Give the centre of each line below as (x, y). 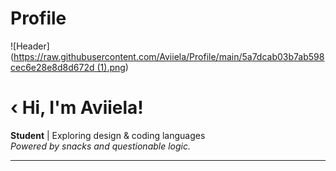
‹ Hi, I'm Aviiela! (77, 108)
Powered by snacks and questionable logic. (101, 146)
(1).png (111, 67)
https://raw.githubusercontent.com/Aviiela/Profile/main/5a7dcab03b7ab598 (169, 56)
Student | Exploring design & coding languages (108, 135)
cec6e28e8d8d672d (52, 67)
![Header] (30, 46)
